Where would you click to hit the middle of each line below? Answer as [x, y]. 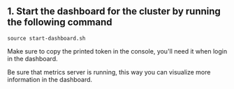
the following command [60, 23]
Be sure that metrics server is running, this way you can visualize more [109, 72]
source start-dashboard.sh [46, 38]
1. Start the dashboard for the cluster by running [114, 11]
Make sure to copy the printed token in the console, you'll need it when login [117, 51]
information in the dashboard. [50, 79]
